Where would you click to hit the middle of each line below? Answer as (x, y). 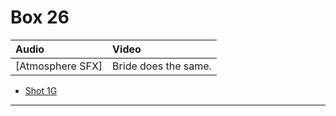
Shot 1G (41, 90)
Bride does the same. (162, 66)
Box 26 (40, 17)
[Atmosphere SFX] (59, 66)
